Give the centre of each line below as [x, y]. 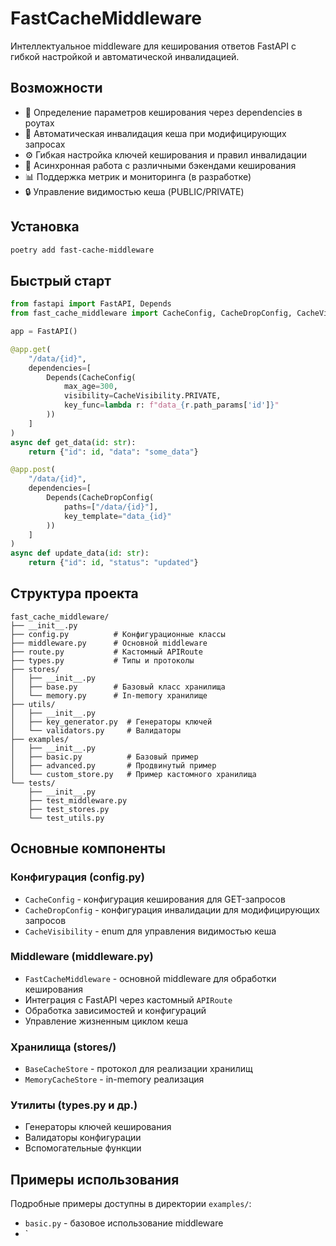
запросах [45, 144]
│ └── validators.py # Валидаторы [96, 730]
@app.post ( [33, 470]
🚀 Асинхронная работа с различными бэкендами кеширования [160, 165]
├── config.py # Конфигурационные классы [118, 634]
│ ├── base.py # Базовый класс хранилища [118, 687]
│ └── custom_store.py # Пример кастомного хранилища [133, 774]
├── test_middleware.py [78, 800]
